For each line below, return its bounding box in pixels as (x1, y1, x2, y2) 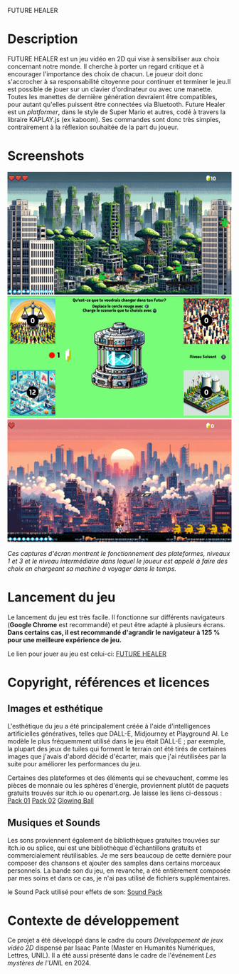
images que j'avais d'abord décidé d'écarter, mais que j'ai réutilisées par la (7, 752, 227, 761)
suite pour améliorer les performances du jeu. (7, 759, 142, 768)
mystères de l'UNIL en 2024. (7, 959, 91, 968)
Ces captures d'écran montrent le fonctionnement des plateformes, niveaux (7, 549, 230, 557)
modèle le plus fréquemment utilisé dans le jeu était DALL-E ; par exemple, (7, 736, 225, 745)
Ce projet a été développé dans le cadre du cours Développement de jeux (7, 936, 224, 945)
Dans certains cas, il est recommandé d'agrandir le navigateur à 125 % (7, 628, 221, 636)
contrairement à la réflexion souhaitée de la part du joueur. (7, 123, 179, 131)
